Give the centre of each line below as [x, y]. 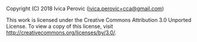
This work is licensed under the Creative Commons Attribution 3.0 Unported [99, 20]
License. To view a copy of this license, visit [60, 26]
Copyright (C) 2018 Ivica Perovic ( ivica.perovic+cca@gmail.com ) [85, 9]
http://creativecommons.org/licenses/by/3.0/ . [62, 33]
